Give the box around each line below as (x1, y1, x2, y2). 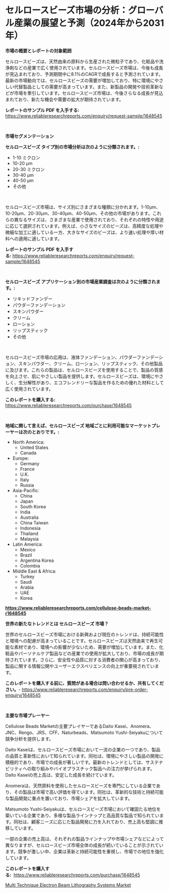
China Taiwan (20, 519, 49, 525)
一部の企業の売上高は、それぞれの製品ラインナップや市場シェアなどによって (5, 836, 164, 842)
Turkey (20, 573, 35, 580)
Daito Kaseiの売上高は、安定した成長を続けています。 (5, 772, 117, 778)
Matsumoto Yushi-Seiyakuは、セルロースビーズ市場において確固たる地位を (5, 806, 161, 812)
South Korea (20, 503, 46, 509)
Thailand (20, 530, 39, 537)
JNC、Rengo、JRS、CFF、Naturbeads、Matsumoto (5, 729, 115, 736)
